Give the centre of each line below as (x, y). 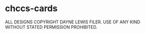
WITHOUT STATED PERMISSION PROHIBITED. (51, 27)
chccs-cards (31, 8)
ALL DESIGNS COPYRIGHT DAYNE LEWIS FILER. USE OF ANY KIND (73, 22)
